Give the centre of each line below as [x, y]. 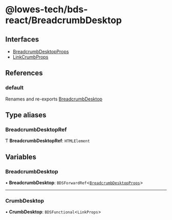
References [24, 73]
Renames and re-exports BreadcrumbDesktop [54, 99]
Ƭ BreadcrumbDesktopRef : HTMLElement [48, 141]
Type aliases [26, 115]
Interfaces [22, 39]
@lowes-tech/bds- [47, 9]
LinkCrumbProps [30, 57]
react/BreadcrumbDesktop [63, 20]
